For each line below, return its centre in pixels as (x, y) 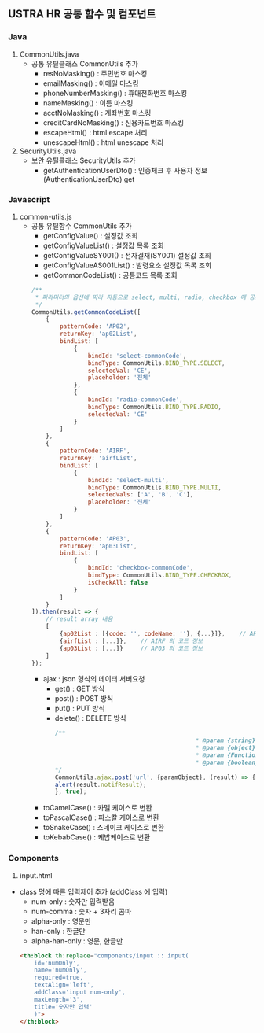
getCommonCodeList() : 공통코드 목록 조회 (110, 275)
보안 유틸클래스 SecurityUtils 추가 (83, 160)
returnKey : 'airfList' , (98, 459)
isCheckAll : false (117, 582)
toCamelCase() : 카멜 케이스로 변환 (97, 808)
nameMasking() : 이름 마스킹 (88, 103)
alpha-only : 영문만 (61, 921)
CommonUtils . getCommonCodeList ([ (86, 312)
